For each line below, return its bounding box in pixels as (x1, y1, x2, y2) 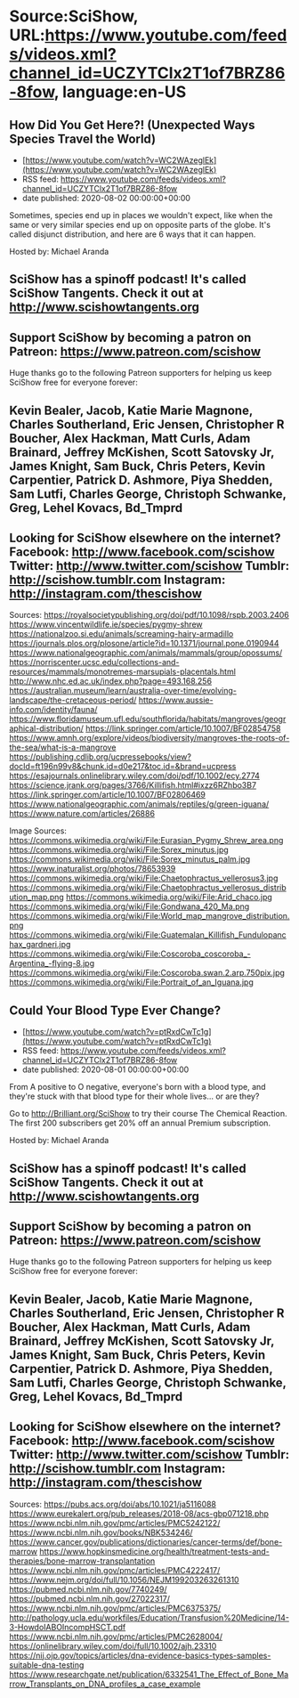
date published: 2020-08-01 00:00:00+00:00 (21, 1064, 190, 1075)
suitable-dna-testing (9, 1659, 85, 1670)
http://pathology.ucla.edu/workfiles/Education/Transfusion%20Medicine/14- (9, 1612, 289, 1622)
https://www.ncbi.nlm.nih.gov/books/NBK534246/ (9, 1527, 193, 1538)
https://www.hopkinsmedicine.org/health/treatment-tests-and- (39, 1546, 270, 1556)
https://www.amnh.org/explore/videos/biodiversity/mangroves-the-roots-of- (9, 733, 290, 743)
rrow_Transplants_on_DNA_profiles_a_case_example (9, 1678, 201, 1689)
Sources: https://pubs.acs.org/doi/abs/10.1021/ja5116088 (9, 1499, 216, 1509)
